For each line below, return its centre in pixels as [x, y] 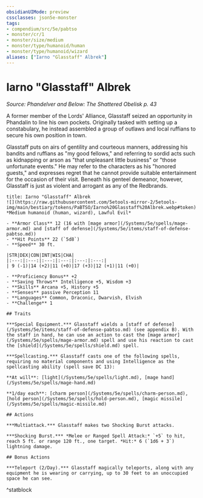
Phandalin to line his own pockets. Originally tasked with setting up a [92, 122]
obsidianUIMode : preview [38, 12]
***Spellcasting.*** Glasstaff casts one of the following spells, [93, 356]
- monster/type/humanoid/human [46, 46]
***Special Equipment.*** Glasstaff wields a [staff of [78, 324]
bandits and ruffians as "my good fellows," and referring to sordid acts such [101, 153]
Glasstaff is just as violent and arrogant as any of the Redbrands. [87, 185]
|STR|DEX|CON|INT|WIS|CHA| [40, 255]
